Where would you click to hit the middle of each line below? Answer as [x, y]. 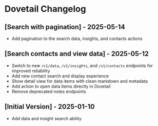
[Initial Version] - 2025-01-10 [50, 107]
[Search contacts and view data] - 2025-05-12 [77, 54]
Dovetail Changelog [45, 9]
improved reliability [31, 71]
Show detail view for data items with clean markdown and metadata [80, 81]
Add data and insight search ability [47, 118]
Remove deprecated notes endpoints [49, 91]
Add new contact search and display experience [60, 76]
